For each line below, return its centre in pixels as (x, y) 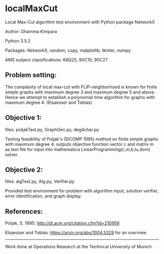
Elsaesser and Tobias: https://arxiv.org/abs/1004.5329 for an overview (76, 233)
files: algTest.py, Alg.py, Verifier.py (40, 181)
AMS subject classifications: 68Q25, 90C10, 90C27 (57, 59)
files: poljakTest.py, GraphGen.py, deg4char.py (52, 129)
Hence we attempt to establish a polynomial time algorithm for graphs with (80, 97)
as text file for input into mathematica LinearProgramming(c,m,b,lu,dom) (78, 149)
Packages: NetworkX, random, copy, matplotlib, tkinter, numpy (68, 50)
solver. (12, 155)
